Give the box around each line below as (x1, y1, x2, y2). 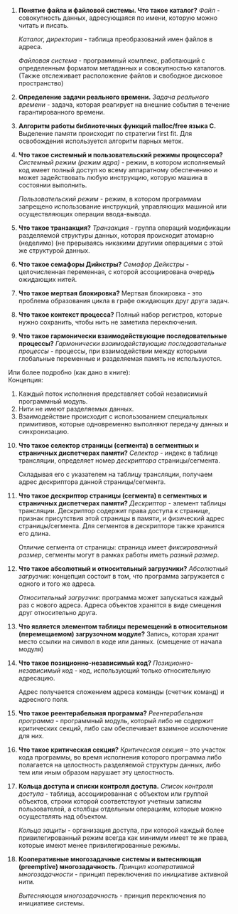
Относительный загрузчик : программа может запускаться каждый (18, 594, 223, 602)
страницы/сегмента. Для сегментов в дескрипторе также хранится (18, 522, 225, 530)
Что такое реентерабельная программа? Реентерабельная (18, 709, 203, 718)
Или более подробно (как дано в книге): (8, 368, 131, 377)
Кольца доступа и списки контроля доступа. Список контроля (18, 782, 214, 790)
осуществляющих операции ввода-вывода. (18, 210, 151, 218)
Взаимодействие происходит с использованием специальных (18, 412, 208, 421)
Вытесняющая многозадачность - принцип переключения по (18, 891, 207, 900)
